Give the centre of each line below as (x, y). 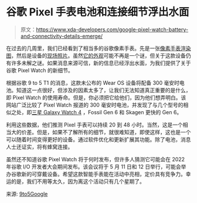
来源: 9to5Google (27, 194)
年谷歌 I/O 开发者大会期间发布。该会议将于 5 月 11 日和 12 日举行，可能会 (94, 167)
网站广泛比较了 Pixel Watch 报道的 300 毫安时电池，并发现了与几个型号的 (95, 105)
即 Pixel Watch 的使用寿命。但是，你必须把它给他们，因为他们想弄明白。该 (96, 97)
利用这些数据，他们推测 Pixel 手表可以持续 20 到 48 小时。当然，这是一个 (94, 125)
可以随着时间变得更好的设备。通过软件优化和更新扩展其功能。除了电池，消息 (98, 139)
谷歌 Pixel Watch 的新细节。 (40, 70)
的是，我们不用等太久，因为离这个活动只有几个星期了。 (78, 181)
